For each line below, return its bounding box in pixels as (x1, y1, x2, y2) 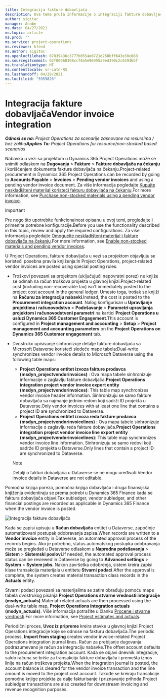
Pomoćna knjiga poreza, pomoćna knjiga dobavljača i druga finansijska (5, 484, 150, 490)
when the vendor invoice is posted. (5, 506, 77, 511)
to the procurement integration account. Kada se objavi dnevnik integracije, (5, 649, 159, 655)
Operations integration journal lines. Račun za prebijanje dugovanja (5, 638, 142, 645)
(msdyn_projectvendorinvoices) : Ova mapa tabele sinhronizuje (19, 371, 152, 377)
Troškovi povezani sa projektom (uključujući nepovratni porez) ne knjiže (12, 273, 159, 279)
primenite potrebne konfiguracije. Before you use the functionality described (5, 222, 160, 228)
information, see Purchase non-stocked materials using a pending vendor (5, 192, 155, 198)
